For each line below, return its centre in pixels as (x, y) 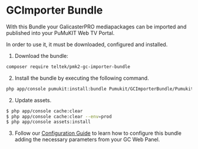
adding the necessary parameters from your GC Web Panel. (87, 140)
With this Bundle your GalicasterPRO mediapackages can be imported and (96, 27)
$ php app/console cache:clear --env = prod (59, 116)
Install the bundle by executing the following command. (82, 78)
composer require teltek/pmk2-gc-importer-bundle (68, 67)
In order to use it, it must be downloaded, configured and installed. (87, 44)
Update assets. (33, 100)
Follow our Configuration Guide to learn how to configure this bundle (98, 133)
